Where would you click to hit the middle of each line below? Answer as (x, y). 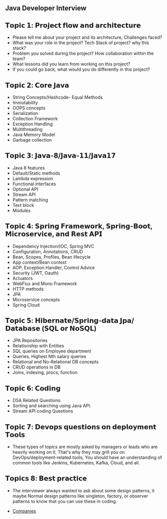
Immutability (25, 103)
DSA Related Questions (36, 401)
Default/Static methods (36, 173)
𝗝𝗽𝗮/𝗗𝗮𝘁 (127, 321)
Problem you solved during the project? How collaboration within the (83, 53)
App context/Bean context (39, 262)
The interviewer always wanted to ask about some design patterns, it (83, 490)
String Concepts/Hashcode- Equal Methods (57, 97)
